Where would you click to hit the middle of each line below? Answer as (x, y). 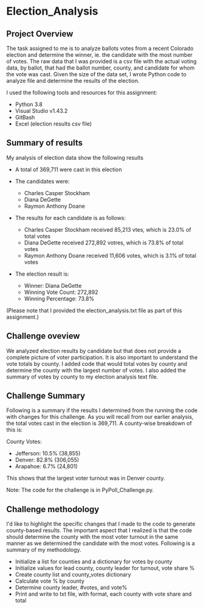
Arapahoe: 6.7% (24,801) (46, 466)
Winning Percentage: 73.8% (59, 298)
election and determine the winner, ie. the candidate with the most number (100, 55)
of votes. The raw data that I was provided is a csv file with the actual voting (102, 61)
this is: (15, 430)
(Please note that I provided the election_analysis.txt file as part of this (94, 310)
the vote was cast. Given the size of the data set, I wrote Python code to (97, 74)
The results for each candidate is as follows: (70, 218)
